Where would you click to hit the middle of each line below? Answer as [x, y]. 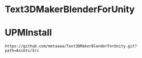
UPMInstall [28, 33]
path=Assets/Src [22, 51]
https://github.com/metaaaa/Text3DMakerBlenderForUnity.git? [71, 46]
